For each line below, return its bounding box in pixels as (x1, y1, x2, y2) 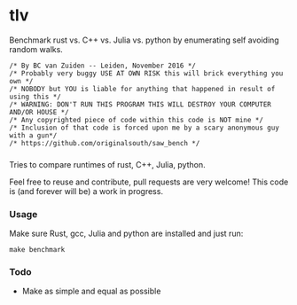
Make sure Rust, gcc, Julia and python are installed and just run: (9, 228, 244, 239)
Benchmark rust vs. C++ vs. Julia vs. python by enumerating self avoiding (9, 35, 279, 45)
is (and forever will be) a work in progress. (9, 185, 164, 196)
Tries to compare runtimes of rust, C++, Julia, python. (9, 159, 206, 169)
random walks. (9, 43, 64, 54)
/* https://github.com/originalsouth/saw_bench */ (9, 138, 200, 147)
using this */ (9, 92, 62, 101)
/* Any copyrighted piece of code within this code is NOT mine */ (9, 115, 264, 124)
